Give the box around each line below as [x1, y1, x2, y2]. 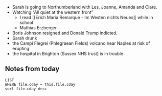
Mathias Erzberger [19, 25, 57, 31]
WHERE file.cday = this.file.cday [5, 82, 76, 87]
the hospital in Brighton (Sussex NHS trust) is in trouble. [12, 51, 125, 57]
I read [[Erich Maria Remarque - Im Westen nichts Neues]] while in [19, 15, 153, 20]
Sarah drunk [12, 35, 38, 41]
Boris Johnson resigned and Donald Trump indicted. [12, 30, 117, 36]
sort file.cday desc [5, 86, 47, 91]
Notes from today [5, 65, 60, 73]
